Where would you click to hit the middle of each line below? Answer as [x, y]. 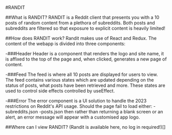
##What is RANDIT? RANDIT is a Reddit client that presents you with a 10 [82, 17]
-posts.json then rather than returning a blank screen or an [101, 112]
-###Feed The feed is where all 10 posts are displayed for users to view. [82, 74]
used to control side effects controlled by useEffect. [60, 91]
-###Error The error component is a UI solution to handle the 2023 [76, 101]
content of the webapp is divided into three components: [65, 44]
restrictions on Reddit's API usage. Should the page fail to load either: [79, 106]
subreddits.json [22, 112]
